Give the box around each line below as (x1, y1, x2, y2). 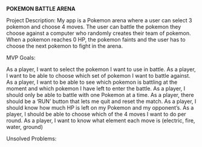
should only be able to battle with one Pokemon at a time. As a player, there (6, 92, 195, 98)
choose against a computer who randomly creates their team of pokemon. (6, 30, 192, 37)
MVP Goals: (6, 54, 36, 61)
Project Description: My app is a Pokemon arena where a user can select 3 (6, 17, 192, 23)
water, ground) (6, 124, 44, 130)
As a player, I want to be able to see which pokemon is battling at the (6, 78, 178, 86)
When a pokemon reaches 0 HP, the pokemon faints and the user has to (6, 36, 186, 43)
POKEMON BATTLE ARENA (6, 5, 76, 12)
